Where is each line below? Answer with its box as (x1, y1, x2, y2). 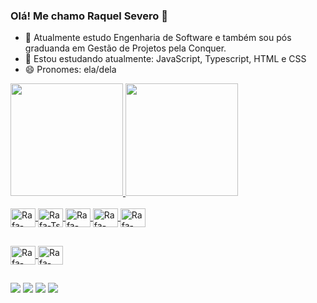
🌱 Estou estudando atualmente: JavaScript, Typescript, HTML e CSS (24, 53, 307, 65)
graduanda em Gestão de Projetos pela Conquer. (24, 42, 227, 54)
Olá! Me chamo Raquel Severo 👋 (10, 9, 168, 23)
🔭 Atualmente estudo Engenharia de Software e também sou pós (24, 32, 292, 44)
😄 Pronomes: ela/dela (24, 64, 117, 76)
